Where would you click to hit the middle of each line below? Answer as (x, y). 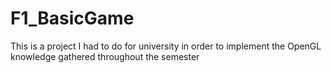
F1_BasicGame (72, 18)
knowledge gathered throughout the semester (105, 56)
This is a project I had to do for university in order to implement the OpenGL (166, 46)
